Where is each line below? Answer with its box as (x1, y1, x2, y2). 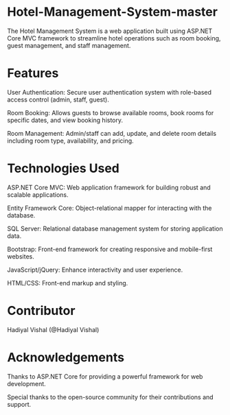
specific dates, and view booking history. (7, 116, 124, 124)
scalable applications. (7, 190, 69, 199)
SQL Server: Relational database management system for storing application (7, 224, 223, 233)
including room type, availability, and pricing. (7, 137, 134, 145)
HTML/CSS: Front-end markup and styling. (7, 278, 128, 287)
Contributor (7, 303, 76, 318)
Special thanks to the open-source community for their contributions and (7, 392, 214, 401)
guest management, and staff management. (7, 41, 131, 49)
